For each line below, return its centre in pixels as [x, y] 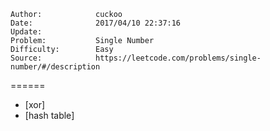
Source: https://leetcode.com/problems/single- [136, 58]
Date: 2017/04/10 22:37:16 [96, 23]
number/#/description [55, 67]
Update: [26, 32]
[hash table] [49, 115]
